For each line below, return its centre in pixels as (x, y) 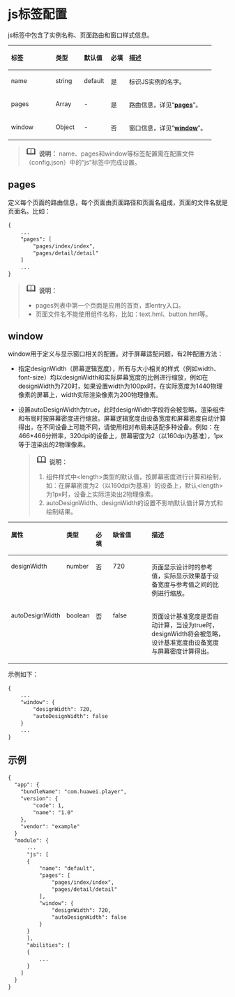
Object (65, 127)
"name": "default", (67, 868)
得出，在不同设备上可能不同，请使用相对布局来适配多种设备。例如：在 (119, 427)
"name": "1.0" (53, 812)
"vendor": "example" (50, 826)
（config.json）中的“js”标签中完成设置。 (83, 162)
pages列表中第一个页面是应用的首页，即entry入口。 (110, 305)
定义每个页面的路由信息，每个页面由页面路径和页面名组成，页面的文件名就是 (118, 202)
